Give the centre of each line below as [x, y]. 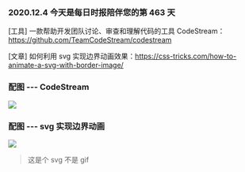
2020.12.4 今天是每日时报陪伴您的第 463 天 [92, 12]
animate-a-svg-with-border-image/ [66, 65]
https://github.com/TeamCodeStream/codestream [90, 40]
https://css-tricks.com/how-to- [186, 56]
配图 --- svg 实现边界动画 [57, 126]
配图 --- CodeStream [49, 87]
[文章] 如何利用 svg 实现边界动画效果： [72, 56]
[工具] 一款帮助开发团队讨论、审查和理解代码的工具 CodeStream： [117, 31]
